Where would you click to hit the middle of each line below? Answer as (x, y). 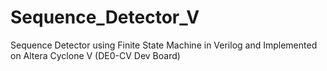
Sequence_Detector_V (105, 17)
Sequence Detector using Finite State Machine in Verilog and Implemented (164, 45)
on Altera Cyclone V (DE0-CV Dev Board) (95, 55)
